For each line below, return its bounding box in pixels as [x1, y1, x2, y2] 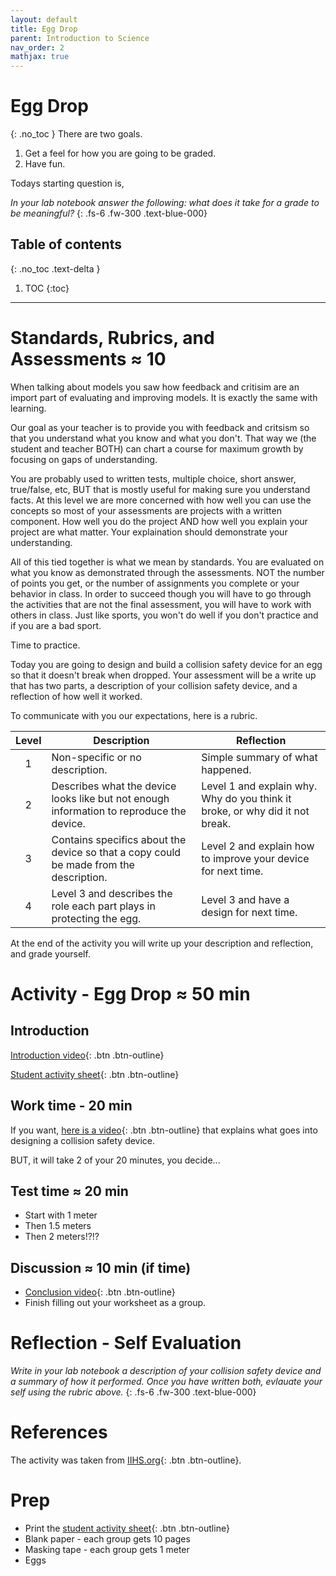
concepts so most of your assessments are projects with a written [10, 504, 282, 516]
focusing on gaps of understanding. [10, 453, 158, 465]
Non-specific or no [51, 750, 142, 764]
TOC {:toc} [24, 282, 70, 294]
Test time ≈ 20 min [10, 1183, 129, 1200]
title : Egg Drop [10, 24, 78, 34]
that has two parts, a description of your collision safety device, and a [10, 679, 298, 691]
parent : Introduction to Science [10, 33, 150, 43]
